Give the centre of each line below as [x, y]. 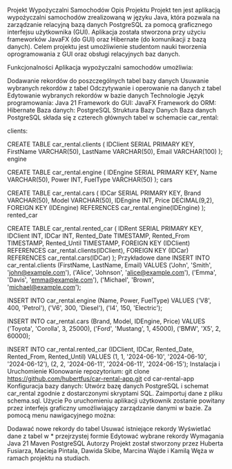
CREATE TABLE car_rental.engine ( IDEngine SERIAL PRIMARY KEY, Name [112, 172]
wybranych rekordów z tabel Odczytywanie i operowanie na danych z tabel [114, 88]
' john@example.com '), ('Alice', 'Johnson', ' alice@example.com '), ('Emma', [112, 272]
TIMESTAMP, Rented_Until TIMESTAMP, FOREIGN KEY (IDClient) [99, 243]
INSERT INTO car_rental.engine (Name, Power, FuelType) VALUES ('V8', [109, 300]
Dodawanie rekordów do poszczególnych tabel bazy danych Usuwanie [108, 81]
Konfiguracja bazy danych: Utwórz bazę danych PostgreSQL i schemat [108, 386]
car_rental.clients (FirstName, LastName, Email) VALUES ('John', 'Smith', [109, 265]
